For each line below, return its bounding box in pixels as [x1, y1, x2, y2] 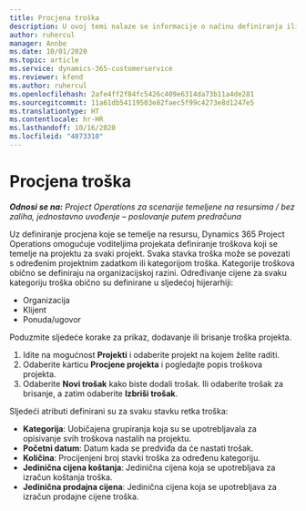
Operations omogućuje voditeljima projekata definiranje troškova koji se [9, 238, 278, 249]
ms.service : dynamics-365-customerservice [9, 65, 173, 74]
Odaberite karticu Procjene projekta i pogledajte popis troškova [22, 359, 262, 370]
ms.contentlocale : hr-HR [9, 115, 104, 124]
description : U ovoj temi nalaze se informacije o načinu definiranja [9, 22, 283, 31]
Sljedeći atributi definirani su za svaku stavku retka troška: [9, 405, 229, 416]
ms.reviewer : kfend [9, 73, 84, 82]
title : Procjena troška [9, 13, 100, 23]
